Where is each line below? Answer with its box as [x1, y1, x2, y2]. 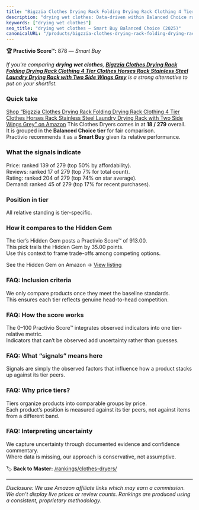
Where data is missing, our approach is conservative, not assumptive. [6, 453, 176, 460]
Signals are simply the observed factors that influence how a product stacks [6, 365, 192, 372]
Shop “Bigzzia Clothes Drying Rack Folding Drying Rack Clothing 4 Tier [6, 108, 180, 116]
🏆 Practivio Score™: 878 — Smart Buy [6, 47, 101, 55]
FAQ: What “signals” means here [6, 351, 103, 359]
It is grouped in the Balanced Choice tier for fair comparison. [6, 127, 156, 134]
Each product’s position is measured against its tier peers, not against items [6, 406, 191, 413]
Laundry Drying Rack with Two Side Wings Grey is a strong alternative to [6, 74, 188, 81]
